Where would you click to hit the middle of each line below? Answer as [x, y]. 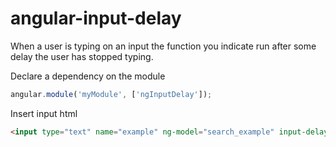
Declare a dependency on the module [88, 76]
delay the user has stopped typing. [82, 56]
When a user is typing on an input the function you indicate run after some [163, 46]
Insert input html [44, 113]
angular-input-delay [96, 18]
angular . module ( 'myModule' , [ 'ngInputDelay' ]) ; [111, 94]
